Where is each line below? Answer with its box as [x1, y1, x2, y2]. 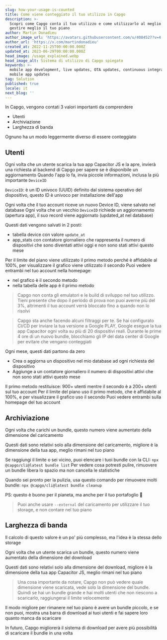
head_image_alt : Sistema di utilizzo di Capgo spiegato [5, 58, 123, 63]
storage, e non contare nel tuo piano [17, 507, 92, 512]
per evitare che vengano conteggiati [17, 339, 92, 345]
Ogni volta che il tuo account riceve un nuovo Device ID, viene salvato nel [5, 202, 156, 208]
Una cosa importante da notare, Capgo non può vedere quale [17, 579, 143, 585]
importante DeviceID [5, 177, 47, 183]
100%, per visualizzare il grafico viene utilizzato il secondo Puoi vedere [5, 262, 151, 268]
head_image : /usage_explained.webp [5, 53, 79, 59]
